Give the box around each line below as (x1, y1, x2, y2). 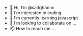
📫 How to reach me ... (9, 26, 55, 31)
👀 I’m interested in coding (9, 10, 62, 16)
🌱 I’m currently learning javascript (9, 15, 78, 20)
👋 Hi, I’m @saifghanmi (9, 5, 55, 10)
